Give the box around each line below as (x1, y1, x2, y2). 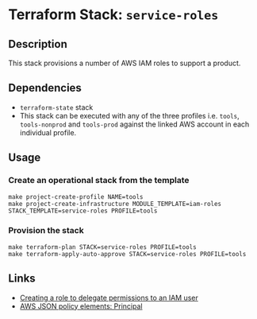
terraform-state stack (19, 102, 94, 112)
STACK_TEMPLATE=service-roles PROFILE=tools (8, 207, 158, 215)
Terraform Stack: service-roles (8, 6, 219, 24)
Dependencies (8, 81, 82, 95)
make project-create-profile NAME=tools (8, 193, 144, 200)
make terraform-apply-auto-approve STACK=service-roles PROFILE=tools (8, 250, 247, 258)
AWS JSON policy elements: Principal (19, 301, 143, 311)
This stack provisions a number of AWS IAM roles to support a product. (8, 58, 241, 68)
